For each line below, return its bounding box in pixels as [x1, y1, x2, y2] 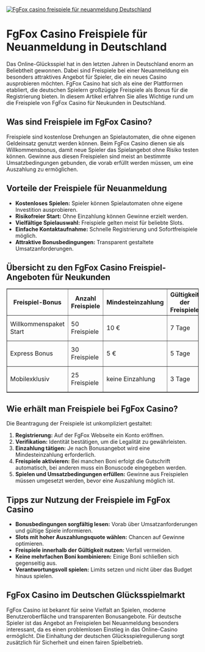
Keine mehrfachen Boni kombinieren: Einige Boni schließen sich [15, 553, 179, 560]
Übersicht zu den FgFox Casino [6, 263, 128, 273]
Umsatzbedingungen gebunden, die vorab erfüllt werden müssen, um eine [6, 159, 193, 166]
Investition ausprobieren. [15, 206, 78, 213]
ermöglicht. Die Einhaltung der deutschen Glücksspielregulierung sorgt [6, 632, 185, 639]
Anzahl [75, 294, 96, 303]
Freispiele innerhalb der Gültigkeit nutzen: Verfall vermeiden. [15, 546, 172, 554]
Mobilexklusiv [10, 375, 50, 383]
